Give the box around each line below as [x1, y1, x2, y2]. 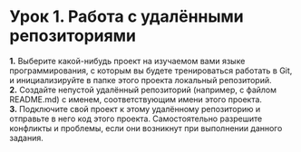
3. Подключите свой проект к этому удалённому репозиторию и [9, 103, 261, 114]
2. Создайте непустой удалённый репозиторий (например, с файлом [9, 84, 277, 95]
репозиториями [9, 25, 136, 46]
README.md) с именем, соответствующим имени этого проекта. [9, 93, 263, 105]
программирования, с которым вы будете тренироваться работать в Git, [9, 65, 293, 76]
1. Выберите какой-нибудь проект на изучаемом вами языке [9, 55, 246, 66]
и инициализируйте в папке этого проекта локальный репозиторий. [9, 74, 272, 85]
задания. [9, 132, 44, 143]
